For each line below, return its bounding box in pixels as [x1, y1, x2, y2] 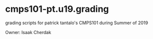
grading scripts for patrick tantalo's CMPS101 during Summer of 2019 [5, 20, 148, 26]
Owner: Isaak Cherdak [5, 29, 52, 35]
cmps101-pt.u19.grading [5, 3, 109, 15]
